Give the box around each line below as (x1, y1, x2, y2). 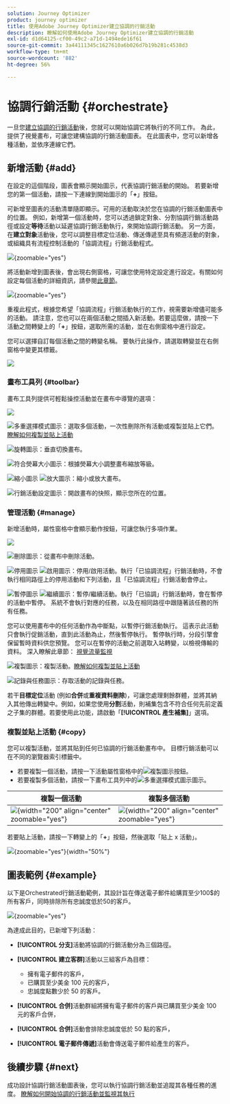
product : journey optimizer (7, 16, 88, 23)
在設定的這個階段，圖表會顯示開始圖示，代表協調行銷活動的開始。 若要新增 (7, 181, 219, 190)
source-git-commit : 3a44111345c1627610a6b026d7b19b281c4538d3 (7, 42, 188, 49)
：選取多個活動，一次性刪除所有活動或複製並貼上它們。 (62, 422, 218, 430)
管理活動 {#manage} (7, 508, 76, 517)
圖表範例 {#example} (7, 869, 97, 881)
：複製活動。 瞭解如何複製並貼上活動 (38, 662, 140, 670)
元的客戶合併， (16, 1011, 60, 1019)
